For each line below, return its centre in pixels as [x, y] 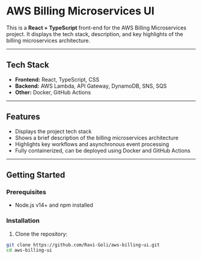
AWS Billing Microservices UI [80, 11]
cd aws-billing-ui [29, 251]
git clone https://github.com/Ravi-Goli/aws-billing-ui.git [83, 245]
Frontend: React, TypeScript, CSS [57, 79]
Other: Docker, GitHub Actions [53, 92]
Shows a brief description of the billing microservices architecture [97, 138]
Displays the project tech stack [53, 131]
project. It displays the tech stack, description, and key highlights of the [95, 34]
